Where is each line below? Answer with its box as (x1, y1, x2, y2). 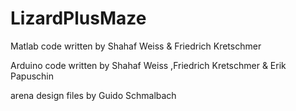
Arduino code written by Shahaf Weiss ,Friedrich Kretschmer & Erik (10, 59, 287, 71)
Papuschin (10, 70, 54, 82)
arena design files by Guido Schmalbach (10, 89, 177, 101)
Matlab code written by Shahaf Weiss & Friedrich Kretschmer (10, 40, 262, 52)
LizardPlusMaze (10, 7, 147, 30)
